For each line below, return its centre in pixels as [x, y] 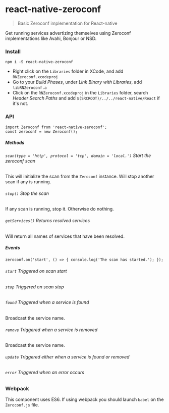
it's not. [20, 104]
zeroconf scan [20, 161]
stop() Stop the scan [27, 193]
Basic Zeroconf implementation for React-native [67, 23]
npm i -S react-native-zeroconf [39, 62]
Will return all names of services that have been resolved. [65, 236]
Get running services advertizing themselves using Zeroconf [68, 33]
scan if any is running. [28, 182]
